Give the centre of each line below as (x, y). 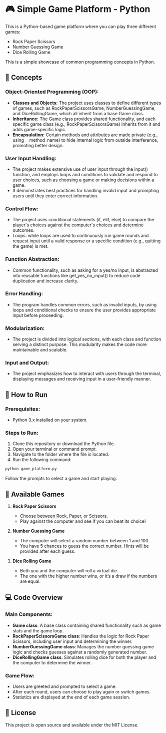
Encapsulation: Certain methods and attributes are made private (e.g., (85, 135)
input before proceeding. (38, 315)
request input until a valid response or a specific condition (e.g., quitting (86, 241)
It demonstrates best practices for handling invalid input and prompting (85, 190)
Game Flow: (20, 675)
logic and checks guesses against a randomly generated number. (80, 652)
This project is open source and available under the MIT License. (72, 725)
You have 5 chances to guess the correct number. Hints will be (84, 546)
